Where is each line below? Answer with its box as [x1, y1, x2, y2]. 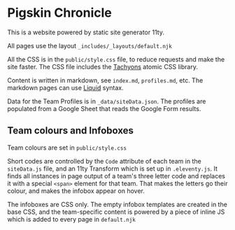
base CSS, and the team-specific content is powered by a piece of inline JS [7, 208, 225, 216]
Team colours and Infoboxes [7, 124, 134, 137]
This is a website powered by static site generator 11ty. [7, 28, 164, 36]
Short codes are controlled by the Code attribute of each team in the [7, 157, 201, 165]
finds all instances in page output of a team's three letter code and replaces [7, 171, 226, 180]
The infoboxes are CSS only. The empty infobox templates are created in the [7, 200, 227, 208]
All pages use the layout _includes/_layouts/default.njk [7, 41, 173, 50]
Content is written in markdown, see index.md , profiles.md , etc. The [7, 76, 204, 85]
